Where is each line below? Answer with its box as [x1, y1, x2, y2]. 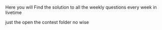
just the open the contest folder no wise [5, 19, 89, 25]
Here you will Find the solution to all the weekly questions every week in [5, 4, 157, 10]
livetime [5, 9, 22, 15]
